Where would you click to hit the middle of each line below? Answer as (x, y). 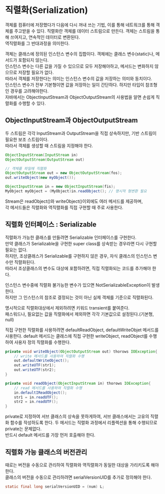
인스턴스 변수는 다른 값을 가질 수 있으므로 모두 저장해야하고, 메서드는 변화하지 (79, 66)
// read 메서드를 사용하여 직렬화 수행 (48, 388)
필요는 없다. (16, 250)
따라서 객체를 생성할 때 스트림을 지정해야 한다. (49, 145)
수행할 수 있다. (32, 103)
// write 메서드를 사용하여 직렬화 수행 (49, 356)
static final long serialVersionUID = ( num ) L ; (55, 487)
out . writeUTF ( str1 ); (35, 365)
